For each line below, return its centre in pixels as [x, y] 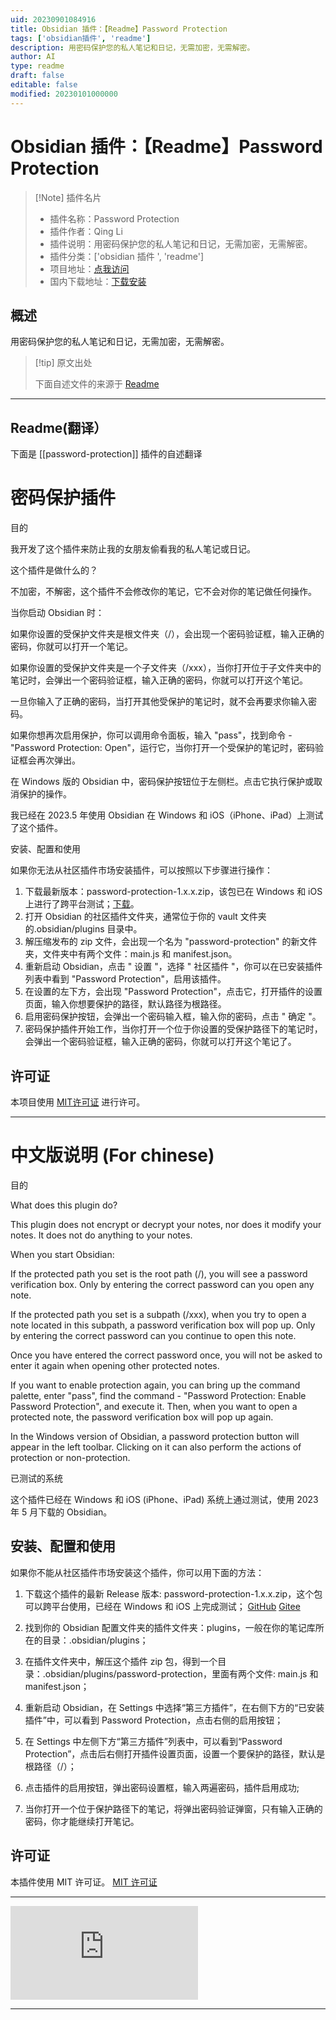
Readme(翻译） [59, 427]
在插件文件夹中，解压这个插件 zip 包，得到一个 [121, 1661]
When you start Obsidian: [62, 1254]
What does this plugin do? [64, 1205]
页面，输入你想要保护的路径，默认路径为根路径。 [125, 1004]
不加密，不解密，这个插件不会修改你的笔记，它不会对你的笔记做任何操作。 [163, 592]
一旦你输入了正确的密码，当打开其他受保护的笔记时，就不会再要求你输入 [159, 702]
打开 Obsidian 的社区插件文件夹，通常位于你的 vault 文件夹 [145, 917]
